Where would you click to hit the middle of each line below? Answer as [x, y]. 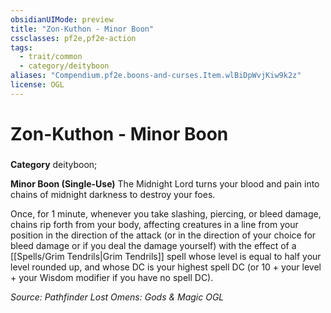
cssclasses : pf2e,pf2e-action [73, 38]
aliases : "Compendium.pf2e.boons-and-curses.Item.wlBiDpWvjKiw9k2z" [156, 76]
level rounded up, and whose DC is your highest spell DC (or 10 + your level [166, 267]
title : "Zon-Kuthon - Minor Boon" [82, 29]
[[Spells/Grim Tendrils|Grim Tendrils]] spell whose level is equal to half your [166, 256]
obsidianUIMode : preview [62, 19]
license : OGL [37, 85]
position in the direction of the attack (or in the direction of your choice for [163, 235]
